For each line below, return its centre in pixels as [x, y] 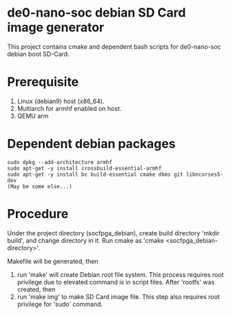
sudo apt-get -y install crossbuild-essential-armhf [84, 168]
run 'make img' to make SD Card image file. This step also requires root [118, 296]
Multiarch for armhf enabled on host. [69, 108]
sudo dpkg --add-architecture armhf [60, 162]
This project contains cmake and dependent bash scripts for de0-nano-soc [114, 46]
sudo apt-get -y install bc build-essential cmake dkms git [96, 174]
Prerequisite [43, 82]
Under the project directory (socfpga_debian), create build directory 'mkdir [113, 233]
